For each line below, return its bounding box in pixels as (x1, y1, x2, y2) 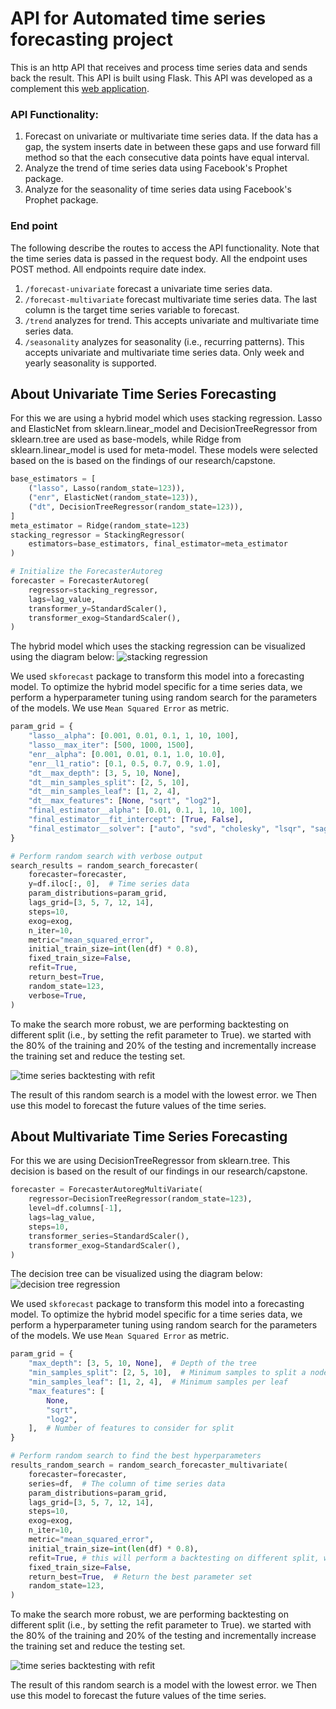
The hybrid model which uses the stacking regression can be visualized (10, 640, 306, 652)
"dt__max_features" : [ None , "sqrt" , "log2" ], (28, 796, 222, 806)
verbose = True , (28, 990, 87, 1001)
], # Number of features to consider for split (28, 1423, 235, 1434)
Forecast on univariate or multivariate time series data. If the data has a (24, 130, 319, 142)
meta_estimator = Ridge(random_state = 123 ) (10, 520, 190, 531)
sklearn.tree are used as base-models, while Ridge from (10, 433, 242, 446)
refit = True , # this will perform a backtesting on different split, (28, 1553, 320, 1563)
